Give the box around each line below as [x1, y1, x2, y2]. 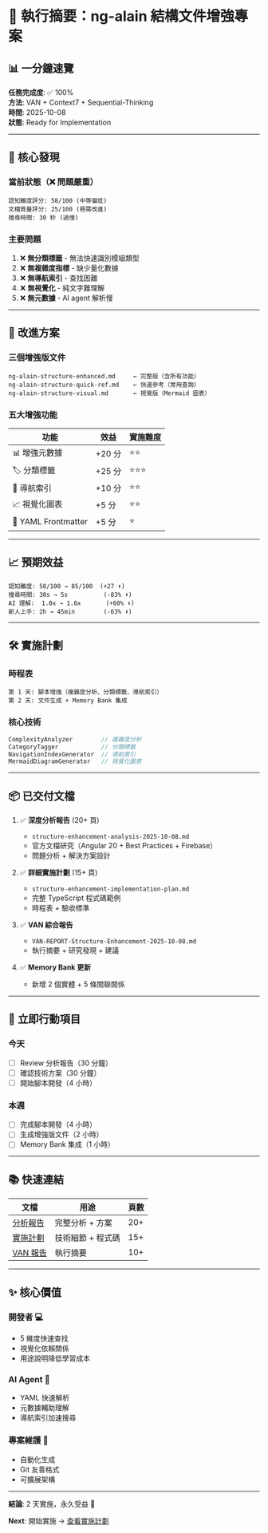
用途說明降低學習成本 [19, 1353, 90, 1363]
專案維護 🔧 [8, 1435, 49, 1446]
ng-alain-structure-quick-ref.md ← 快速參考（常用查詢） [8, 381, 200, 389]
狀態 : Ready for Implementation [8, 117, 112, 127]
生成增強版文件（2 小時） [19, 1130, 104, 1140]
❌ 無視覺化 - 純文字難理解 [19, 282, 105, 292]
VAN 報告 [12, 1247, 48, 1258]
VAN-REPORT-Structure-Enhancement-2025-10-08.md [31, 938, 197, 946]
